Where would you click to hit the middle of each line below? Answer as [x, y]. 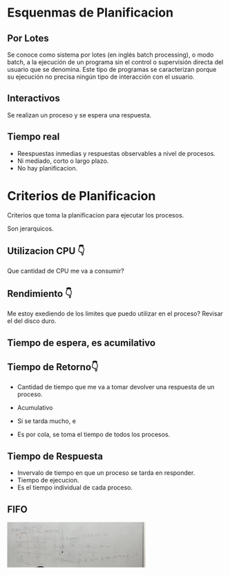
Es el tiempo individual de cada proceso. [75, 487]
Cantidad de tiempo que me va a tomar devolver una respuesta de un [116, 387]
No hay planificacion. [47, 168]
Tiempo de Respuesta [55, 456]
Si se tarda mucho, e [46, 421]
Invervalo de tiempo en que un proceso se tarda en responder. [106, 473]
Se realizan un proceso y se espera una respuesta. [79, 115]
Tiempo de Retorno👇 [53, 367]
